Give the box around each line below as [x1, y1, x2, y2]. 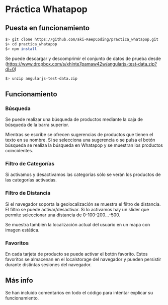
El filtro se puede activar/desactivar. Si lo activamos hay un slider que [5, 206, 149, 212]
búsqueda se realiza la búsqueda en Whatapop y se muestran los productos [5, 142, 163, 148]
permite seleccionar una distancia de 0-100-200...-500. [5, 212, 121, 218]
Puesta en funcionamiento [5, 24, 90, 32]
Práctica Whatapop [5, 4, 88, 15]
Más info [5, 276, 34, 285]
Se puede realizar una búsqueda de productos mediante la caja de [5, 116, 143, 123]
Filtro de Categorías [5, 160, 55, 167]
